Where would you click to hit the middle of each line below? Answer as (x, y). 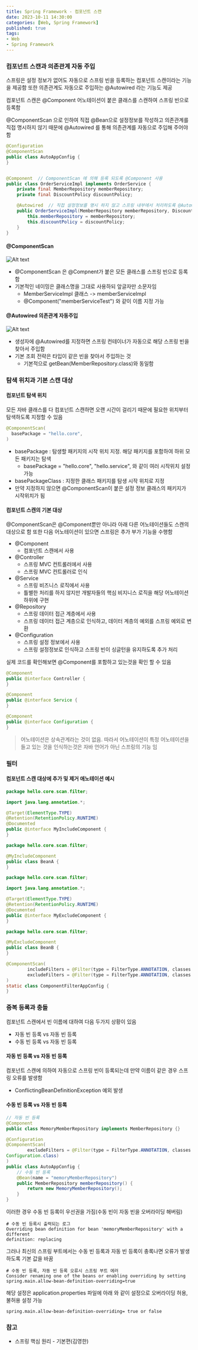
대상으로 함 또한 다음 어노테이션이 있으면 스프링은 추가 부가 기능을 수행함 (89, 531)
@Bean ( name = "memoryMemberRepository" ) (67, 1178)
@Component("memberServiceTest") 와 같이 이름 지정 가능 (94, 301)
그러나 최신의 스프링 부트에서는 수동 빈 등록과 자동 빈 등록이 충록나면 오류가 (93, 1251)
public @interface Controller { (46, 679)
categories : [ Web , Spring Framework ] (52, 22)
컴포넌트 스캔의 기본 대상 (34, 510)
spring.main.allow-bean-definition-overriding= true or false (84, 1312)
